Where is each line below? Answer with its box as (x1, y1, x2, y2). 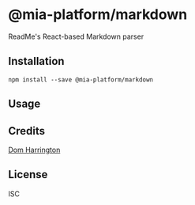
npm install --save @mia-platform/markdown (8, 75, 154, 84)
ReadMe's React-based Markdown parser (8, 32, 144, 41)
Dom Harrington (8, 145, 61, 154)
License (8, 168, 48, 181)
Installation (8, 55, 65, 68)
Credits (8, 124, 46, 138)
